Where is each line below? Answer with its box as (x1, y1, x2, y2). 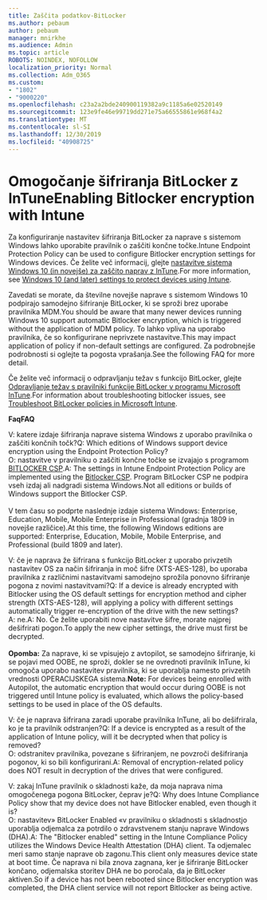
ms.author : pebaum (8, 19, 69, 27)
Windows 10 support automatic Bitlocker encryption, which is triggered (8, 316, 241, 326)
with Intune (8, 206, 85, 224)
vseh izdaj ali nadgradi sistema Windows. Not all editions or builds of (8, 480, 232, 491)
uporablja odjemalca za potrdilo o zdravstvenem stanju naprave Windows (8, 823, 249, 834)
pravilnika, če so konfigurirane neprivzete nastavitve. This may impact (8, 333, 237, 342)
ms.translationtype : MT (8, 116, 88, 124)
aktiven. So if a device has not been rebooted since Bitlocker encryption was (8, 874, 258, 884)
